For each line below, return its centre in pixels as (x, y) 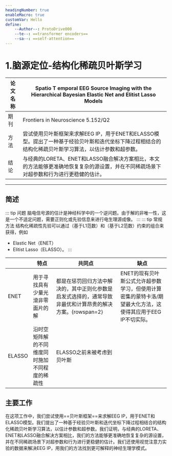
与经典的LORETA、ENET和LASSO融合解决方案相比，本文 (91, 159)
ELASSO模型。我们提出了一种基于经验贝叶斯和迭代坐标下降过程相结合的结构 (86, 423)
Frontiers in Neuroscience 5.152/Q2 (66, 120)
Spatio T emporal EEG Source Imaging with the (93, 88)
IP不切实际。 (135, 319)
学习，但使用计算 (141, 289)
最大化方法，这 (143, 304)
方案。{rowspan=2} (80, 312)
